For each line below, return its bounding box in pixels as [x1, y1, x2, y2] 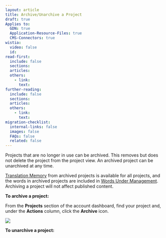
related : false [10, 138, 42, 143]
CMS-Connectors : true [10, 36, 55, 41]
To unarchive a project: [5, 227, 55, 233]
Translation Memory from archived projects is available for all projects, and [5, 173, 160, 179]
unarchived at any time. [5, 163, 54, 169]
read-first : [5, 54, 30, 59]
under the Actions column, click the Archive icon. [5, 208, 109, 214]
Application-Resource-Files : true [10, 31, 82, 36]
